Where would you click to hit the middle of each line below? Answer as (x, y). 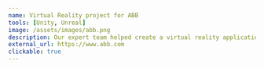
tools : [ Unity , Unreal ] (47, 23)
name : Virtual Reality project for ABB (73, 15)
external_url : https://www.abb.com (66, 45)
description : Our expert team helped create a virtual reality (114, 37)
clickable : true (35, 52)
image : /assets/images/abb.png (59, 30)
